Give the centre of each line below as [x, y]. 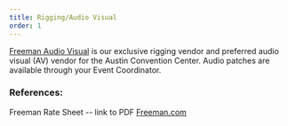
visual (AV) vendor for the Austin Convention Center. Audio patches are [140, 60]
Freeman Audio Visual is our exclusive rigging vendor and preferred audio [144, 51]
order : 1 [25, 26]
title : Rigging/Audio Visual [63, 17]
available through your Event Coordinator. [85, 70]
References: [36, 92]
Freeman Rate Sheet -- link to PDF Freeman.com [98, 112]
